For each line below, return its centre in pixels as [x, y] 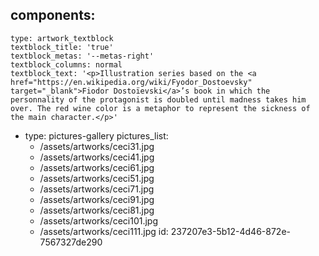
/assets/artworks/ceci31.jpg [97, 146]
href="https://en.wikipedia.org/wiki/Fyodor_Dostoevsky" [131, 82]
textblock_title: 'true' [62, 47]
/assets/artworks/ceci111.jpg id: [104, 231]
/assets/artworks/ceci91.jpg [97, 199]
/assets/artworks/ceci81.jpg [97, 210]
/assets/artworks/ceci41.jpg [97, 157]
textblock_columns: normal [66, 64]
